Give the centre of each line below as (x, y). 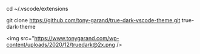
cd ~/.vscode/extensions (37, 9)
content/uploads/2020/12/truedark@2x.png (61, 45)
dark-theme (21, 27)
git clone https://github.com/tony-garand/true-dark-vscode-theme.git (93, 20)
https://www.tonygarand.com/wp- (77, 38)
